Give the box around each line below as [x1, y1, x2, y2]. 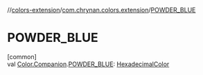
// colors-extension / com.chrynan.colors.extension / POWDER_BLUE [7, 6, 196, 14]
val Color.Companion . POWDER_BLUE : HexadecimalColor [7, 60, 170, 68]
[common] [7, 52, 37, 61]
